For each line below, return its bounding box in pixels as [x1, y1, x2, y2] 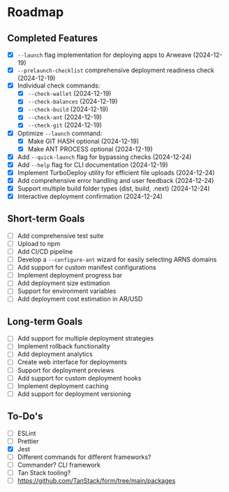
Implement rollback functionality [17, 342, 110, 350]
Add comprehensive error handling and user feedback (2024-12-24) [17, 176, 214, 184]
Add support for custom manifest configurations [17, 264, 156, 272]
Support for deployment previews [17, 366, 114, 374]
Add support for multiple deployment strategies [17, 334, 154, 343]
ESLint [17, 429, 36, 437]
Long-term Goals [7, 315, 83, 327]
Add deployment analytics [17, 350, 93, 358]
